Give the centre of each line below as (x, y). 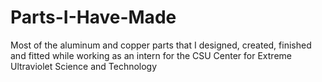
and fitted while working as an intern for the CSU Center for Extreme (151, 55)
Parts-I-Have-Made (93, 17)
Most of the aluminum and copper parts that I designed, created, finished (161, 45)
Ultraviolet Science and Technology (84, 66)
